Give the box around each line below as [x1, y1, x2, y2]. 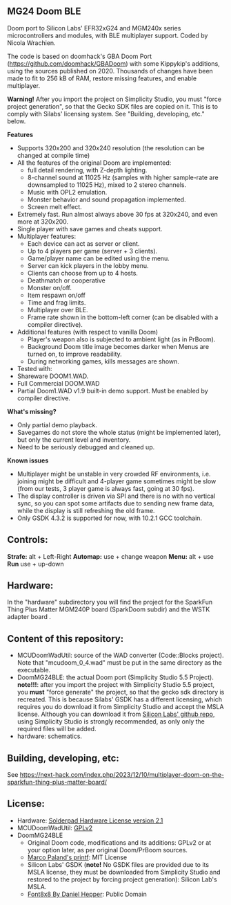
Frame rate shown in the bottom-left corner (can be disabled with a [27, 313, 219, 321]
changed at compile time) [17, 151, 90, 159]
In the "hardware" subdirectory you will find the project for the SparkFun [7, 598, 213, 607]
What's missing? [7, 407, 57, 415]
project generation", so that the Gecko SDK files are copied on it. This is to [7, 102, 219, 110]
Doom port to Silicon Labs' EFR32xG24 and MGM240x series [7, 24, 181, 32]
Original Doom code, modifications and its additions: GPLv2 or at [27, 838, 212, 847]
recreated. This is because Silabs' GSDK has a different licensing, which [17, 695, 223, 704]
